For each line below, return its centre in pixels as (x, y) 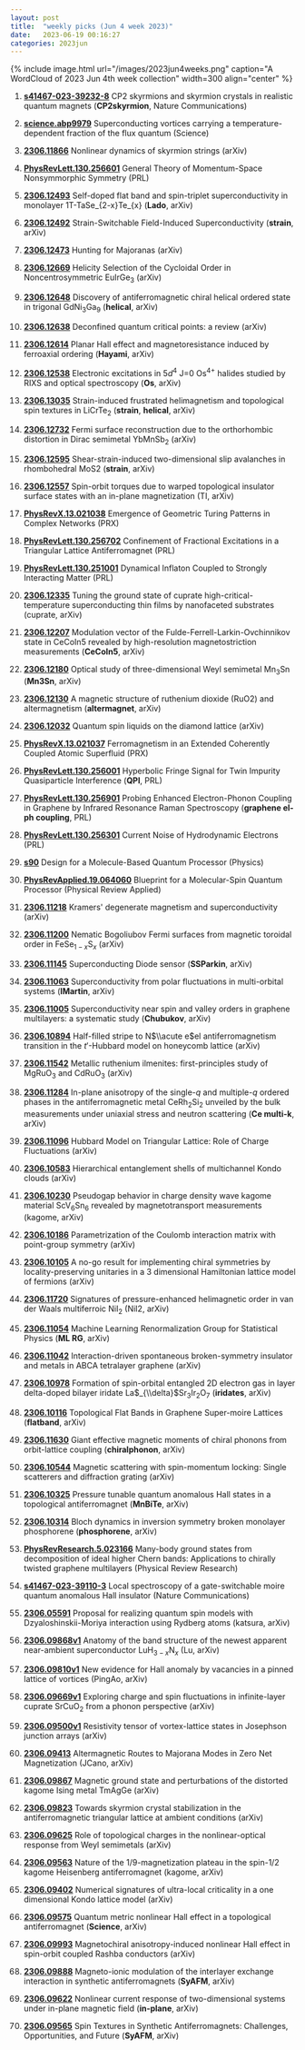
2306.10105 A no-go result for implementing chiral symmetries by (147, 1262)
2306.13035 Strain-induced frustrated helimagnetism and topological (153, 400)
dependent (44, 134)
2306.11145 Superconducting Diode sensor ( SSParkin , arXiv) (138, 963)
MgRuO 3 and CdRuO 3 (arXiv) (78, 1074)
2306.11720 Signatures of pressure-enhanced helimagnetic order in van (158, 1299)
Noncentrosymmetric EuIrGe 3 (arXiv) (93, 279)
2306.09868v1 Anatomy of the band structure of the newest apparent (155, 1640)
